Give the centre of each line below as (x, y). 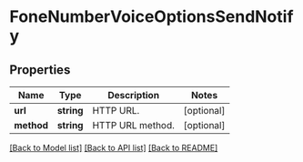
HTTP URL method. (134, 125)
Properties (40, 70)
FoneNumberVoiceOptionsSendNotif (151, 17)
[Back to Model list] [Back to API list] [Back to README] (114, 148)
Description (134, 95)
